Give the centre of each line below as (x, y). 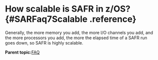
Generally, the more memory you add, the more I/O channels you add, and (79, 32)
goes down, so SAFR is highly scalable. (44, 43)
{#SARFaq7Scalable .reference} (71, 19)
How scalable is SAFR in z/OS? (68, 9)
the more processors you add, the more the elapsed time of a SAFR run (76, 38)
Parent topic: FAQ (22, 52)
